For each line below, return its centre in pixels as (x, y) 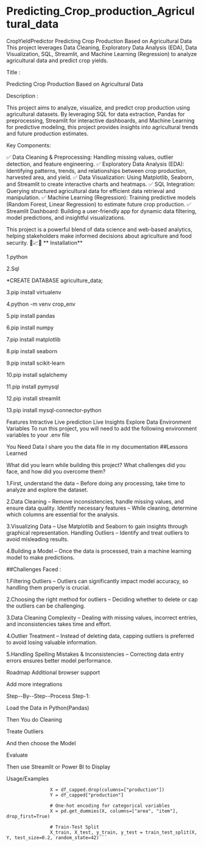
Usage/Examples (28, 778)
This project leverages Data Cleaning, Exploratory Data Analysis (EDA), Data (102, 47)
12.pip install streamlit (33, 398)
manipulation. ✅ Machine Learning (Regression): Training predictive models (101, 197)
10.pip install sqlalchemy (37, 374)
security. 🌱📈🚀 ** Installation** (45, 242)
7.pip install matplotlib (33, 339)
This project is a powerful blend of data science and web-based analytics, (100, 229)
